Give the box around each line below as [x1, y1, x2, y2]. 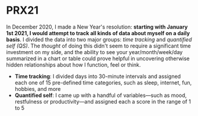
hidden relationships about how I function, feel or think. [6, 61, 141, 68]
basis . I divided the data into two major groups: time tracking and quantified [6, 36, 192, 43]
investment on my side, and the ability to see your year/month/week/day [6, 48, 183, 55]
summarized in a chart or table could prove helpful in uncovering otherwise [6, 55, 190, 62]
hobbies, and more [14, 85, 61, 92]
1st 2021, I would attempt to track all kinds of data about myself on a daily [6, 29, 190, 36]
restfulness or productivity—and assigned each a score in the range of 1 [14, 98, 191, 105]
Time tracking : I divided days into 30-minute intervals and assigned [14, 73, 181, 80]
